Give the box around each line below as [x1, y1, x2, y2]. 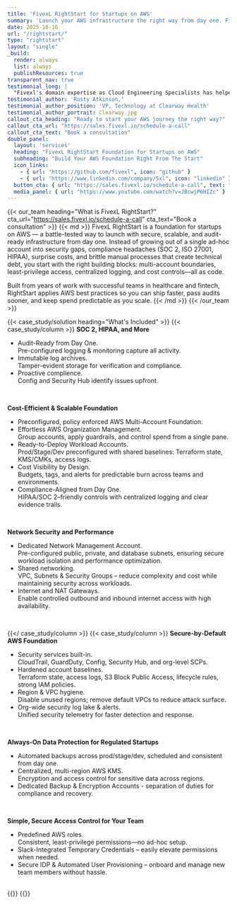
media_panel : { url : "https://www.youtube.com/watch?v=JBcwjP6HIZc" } [13, 188, 226, 195]
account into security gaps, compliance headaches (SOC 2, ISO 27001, [7, 245, 214, 253]
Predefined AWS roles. [17, 830, 84, 839]
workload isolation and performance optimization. [17, 556, 162, 565]
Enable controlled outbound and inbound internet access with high [17, 594, 212, 602]
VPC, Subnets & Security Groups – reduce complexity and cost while [17, 571, 217, 580]
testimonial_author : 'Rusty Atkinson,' [7, 96, 125, 103]
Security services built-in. [17, 651, 93, 659]
